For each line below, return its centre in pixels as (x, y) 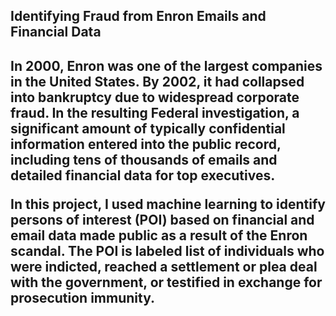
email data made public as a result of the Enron (159, 235)
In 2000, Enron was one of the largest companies (166, 65)
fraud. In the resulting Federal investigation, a (155, 112)
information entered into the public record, (146, 144)
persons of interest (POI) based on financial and (162, 219)
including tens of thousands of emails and (144, 159)
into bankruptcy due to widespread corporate (155, 97)
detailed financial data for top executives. (143, 175)
